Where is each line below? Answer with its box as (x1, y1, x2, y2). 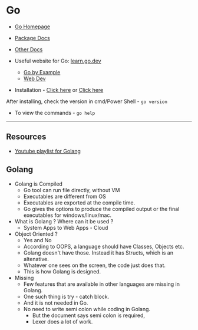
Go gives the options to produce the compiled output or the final (23, 205, 180, 212)
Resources (6, 132, 47, 142)
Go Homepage (14, 23, 51, 30)
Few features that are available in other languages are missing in (23, 280, 180, 288)
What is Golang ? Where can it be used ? (14, 217, 114, 225)
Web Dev (23, 75, 46, 82)
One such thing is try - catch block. (23, 293, 110, 300)
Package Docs (14, 34, 50, 41)
